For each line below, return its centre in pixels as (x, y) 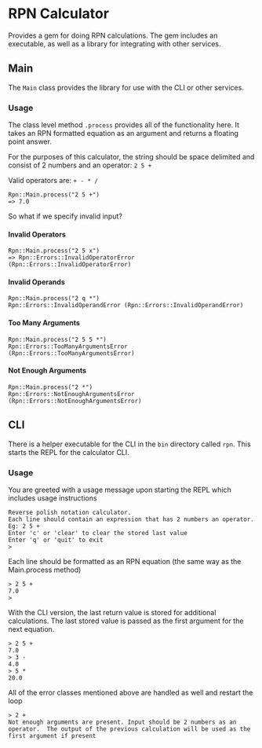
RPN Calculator (59, 14)
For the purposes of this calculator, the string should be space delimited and (131, 157)
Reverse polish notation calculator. (70, 512)
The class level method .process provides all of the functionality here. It (124, 125)
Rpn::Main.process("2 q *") (54, 299)
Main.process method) (45, 570)
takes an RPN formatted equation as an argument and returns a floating (124, 134)
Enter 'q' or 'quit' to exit (56, 540)
